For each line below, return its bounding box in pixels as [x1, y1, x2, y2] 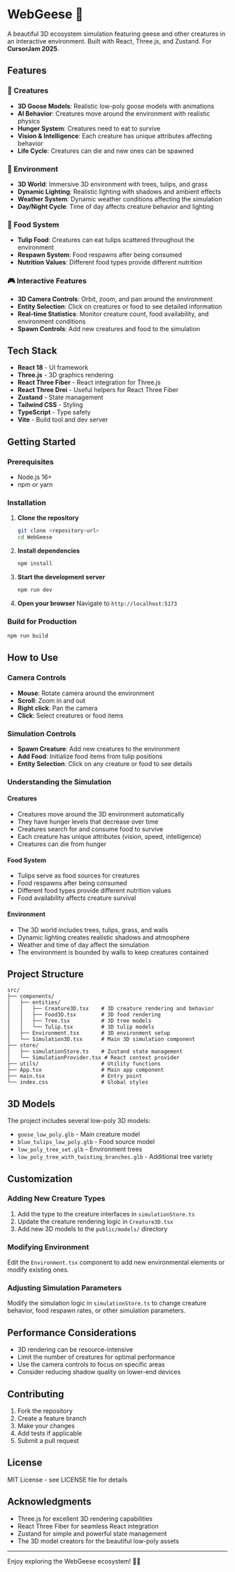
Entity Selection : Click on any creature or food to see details [17, 759, 192, 767]
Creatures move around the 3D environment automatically [17, 810, 185, 819]
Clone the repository [17, 513, 79, 522]
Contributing [7, 1388, 64, 1400]
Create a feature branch [17, 1414, 87, 1423]
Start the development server [17, 572, 106, 581]
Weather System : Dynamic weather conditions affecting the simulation [17, 194, 222, 203]
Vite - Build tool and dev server [17, 415, 108, 424]
